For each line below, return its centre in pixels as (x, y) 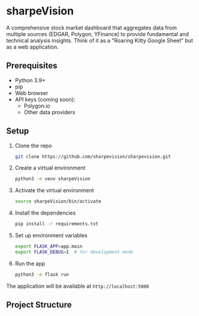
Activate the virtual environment (54, 190)
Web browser (31, 93)
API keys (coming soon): (45, 99)
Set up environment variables (51, 235)
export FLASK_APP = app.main (49, 247)
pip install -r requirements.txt (57, 224)
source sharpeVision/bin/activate (58, 202)
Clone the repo (33, 145)
